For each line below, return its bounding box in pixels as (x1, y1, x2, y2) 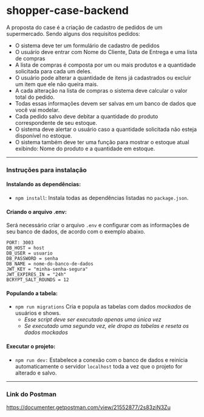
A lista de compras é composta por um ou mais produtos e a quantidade (15, 61, 196, 68)
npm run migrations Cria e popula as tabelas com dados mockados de (15, 303, 191, 310)
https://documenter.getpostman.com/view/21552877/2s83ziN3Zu (6, 404, 171, 411)
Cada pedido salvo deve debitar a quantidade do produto (15, 113, 158, 120)
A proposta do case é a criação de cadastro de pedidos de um (6, 24, 163, 31)
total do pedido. (15, 93, 55, 101)
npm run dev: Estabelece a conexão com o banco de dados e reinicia (15, 356, 188, 364)
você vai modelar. (15, 106, 59, 113)
